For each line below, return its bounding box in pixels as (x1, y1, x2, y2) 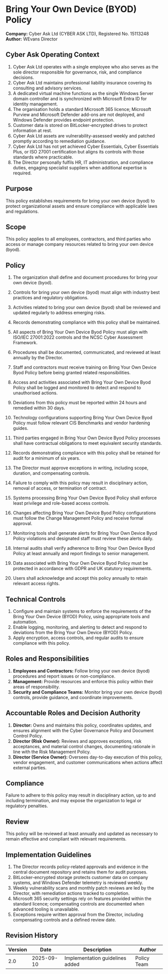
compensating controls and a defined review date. (12, 917, 117, 923)
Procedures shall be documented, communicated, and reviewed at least (12, 349, 161, 355)
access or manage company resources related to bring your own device (5, 241, 154, 247)
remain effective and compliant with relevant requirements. (5, 836, 127, 842)
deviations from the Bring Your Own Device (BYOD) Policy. (12, 630, 134, 635)
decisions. (12, 74, 34, 80)
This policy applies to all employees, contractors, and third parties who (5, 236, 151, 242)
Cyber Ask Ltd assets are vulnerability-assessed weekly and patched (12, 132, 155, 138)
